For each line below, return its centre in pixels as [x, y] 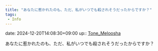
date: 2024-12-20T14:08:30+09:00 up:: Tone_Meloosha [63, 33]
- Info [14, 19]
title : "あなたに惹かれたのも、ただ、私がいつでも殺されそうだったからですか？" [78, 10]
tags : [11, 14]
